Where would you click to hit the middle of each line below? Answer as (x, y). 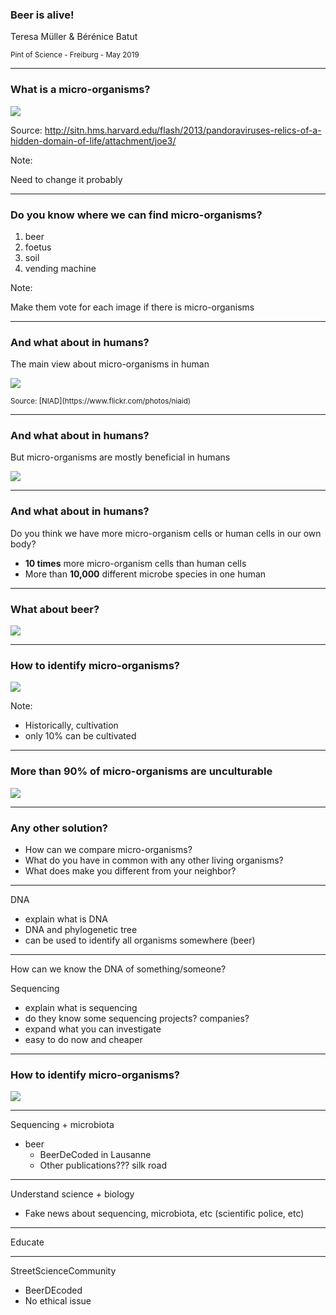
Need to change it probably (66, 179)
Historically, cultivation (71, 725)
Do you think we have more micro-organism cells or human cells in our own (166, 533)
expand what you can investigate (93, 1029)
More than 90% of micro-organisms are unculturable (141, 771)
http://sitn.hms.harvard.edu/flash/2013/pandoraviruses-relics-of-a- (183, 130)
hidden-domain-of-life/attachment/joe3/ (93, 140)
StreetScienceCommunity (63, 1271)
